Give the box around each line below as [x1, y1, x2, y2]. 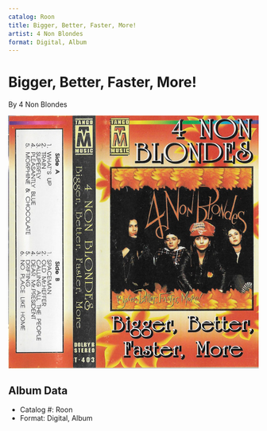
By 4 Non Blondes [8, 100, 68, 109]
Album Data [8, 383, 68, 398]
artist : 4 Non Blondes [8, 29, 83, 37]
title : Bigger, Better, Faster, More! [8, 21, 137, 29]
